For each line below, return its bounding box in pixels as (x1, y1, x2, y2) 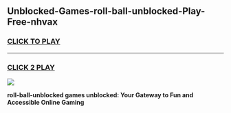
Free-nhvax (7, 16, 58, 28)
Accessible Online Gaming (7, 98, 85, 106)
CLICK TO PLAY (7, 37, 60, 47)
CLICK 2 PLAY (7, 62, 55, 72)
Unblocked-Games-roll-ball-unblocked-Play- (7, 5, 206, 17)
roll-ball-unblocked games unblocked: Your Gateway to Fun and (7, 90, 194, 99)
